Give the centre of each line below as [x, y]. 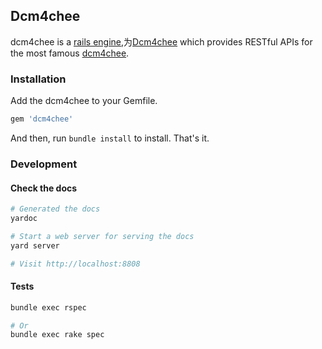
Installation [38, 79]
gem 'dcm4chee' [42, 119]
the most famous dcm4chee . [70, 53]
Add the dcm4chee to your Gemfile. [84, 101]
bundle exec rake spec [57, 335]
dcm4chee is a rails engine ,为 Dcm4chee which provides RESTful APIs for [161, 41]
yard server [35, 245]
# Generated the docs [55, 209]
